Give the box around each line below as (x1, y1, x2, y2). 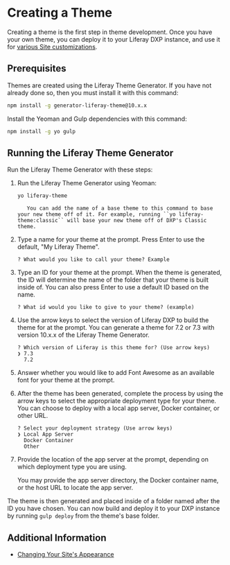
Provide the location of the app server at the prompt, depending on (17, 455, 209, 464)
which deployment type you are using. (17, 463, 127, 471)
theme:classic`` (17, 217, 64, 224)
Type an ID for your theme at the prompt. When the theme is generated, (17, 269, 222, 277)
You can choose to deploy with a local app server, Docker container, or (17, 404, 220, 412)
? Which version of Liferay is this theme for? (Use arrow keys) (17, 344, 210, 351)
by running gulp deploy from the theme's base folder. (7, 512, 160, 520)
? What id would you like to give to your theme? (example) (17, 304, 195, 311)
